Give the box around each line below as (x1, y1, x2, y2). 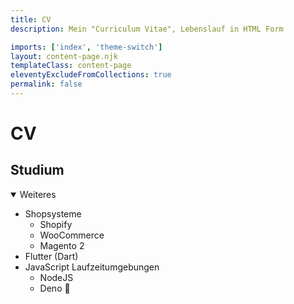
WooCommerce (39, 229, 105, 241)
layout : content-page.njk (10, 51, 118, 61)
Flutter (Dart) (24, 250, 79, 262)
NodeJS (39, 271, 74, 283)
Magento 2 (39, 239, 85, 251)
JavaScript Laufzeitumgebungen (24, 261, 160, 273)
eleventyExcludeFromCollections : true (10, 70, 172, 80)
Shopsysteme (24, 207, 82, 220)
